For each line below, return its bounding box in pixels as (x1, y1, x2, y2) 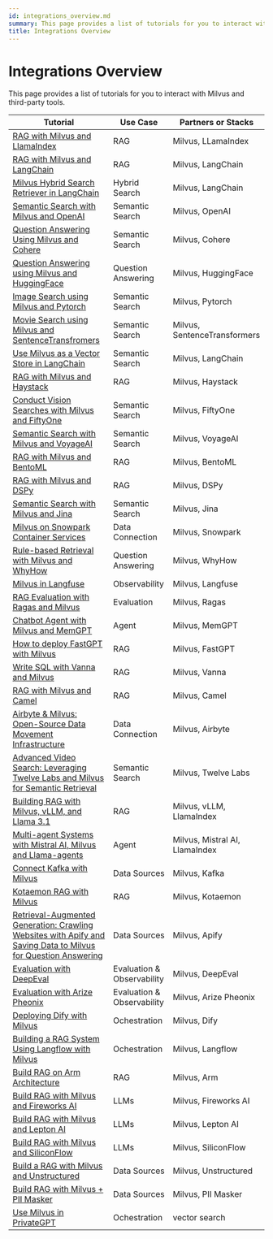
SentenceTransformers (172, 330, 261, 341)
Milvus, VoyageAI (172, 433, 239, 444)
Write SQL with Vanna (12, 661, 96, 673)
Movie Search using (12, 314, 89, 326)
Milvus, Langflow (172, 1043, 238, 1055)
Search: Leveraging (12, 762, 87, 773)
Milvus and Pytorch (12, 301, 87, 313)
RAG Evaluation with (12, 591, 89, 603)
